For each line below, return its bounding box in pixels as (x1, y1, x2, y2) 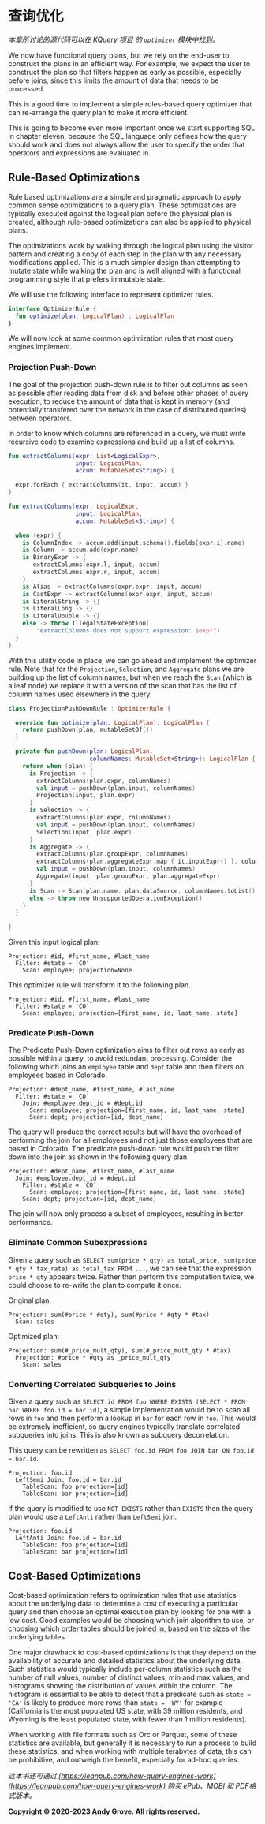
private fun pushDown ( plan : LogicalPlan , (15, 748, 154, 755)
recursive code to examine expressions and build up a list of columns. (8, 437, 235, 446)
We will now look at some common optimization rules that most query (8, 334, 234, 343)
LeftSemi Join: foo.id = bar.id (15, 1476, 122, 1484)
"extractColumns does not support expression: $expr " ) (36, 627, 221, 635)
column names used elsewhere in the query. (8, 689, 152, 699)
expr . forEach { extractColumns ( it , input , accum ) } (15, 481, 189, 489)
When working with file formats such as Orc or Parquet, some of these (8, 1729, 237, 1739)
